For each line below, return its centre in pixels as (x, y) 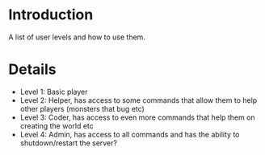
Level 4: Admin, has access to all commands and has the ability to (130, 134)
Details (32, 69)
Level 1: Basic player (54, 92)
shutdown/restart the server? (68, 143)
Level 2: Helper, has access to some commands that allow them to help (139, 100)
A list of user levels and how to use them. (77, 37)
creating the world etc (57, 125)
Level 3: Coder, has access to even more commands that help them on (138, 117)
